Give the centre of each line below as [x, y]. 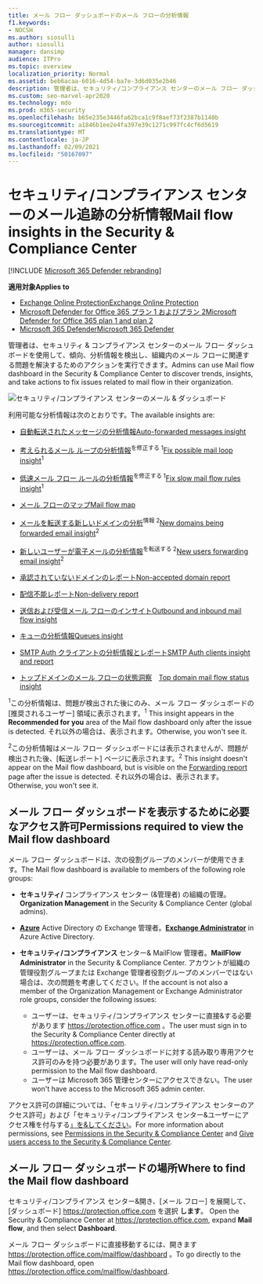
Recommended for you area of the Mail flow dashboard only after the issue [130, 722]
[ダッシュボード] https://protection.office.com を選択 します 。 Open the [124, 1211]
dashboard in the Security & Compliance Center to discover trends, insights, [131, 374]
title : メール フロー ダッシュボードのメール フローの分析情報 [99, 15]
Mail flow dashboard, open [51, 1263]
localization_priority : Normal [59, 74]
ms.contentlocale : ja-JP [49, 139]
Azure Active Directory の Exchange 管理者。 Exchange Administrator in [137, 927]
